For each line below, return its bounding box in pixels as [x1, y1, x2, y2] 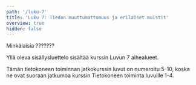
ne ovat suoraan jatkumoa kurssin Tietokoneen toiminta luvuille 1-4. [6, 72, 174, 79]
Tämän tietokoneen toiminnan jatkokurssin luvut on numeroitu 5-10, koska [6, 66, 191, 73]
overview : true [6, 20, 45, 26]
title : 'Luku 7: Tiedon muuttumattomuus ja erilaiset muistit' [6, 14, 169, 20]
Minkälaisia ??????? [6, 42, 55, 49]
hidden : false [6, 25, 42, 32]
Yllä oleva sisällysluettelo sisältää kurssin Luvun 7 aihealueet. [6, 54, 159, 61]
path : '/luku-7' [6, 8, 47, 15]
